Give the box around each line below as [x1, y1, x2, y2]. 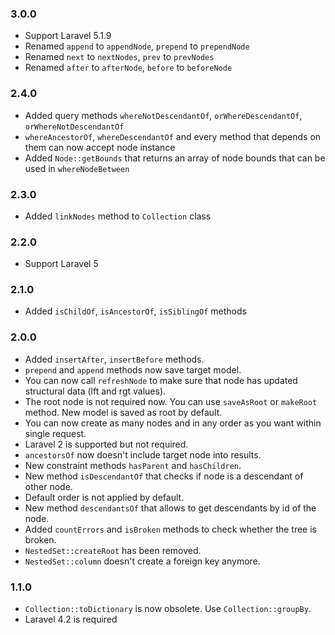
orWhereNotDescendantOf [24, 122, 125, 132]
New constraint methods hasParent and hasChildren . [24, 459, 242, 471]
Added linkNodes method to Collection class [24, 210, 212, 222]
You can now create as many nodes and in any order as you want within [24, 417, 322, 429]
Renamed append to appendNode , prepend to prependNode [24, 40, 250, 52]
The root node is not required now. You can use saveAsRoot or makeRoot [24, 395, 318, 407]
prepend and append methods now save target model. [24, 363, 242, 376]
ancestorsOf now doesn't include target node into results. [24, 448, 262, 461]
